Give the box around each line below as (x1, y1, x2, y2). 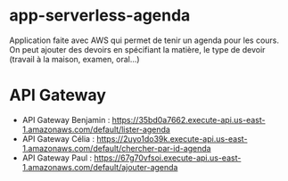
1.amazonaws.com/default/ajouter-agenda (21, 161, 178, 172)
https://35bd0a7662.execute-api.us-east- (111, 114, 266, 125)
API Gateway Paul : (21, 152, 93, 163)
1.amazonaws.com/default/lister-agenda (21, 124, 171, 135)
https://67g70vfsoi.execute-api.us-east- (94, 152, 242, 163)
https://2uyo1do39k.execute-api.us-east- (96, 133, 248, 144)
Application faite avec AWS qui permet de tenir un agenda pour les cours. (9, 35, 279, 45)
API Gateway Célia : (21, 133, 95, 144)
